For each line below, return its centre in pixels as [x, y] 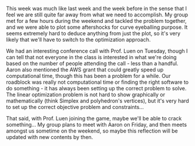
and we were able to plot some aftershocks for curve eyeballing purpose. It [97, 27]
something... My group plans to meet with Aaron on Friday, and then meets [96, 125]
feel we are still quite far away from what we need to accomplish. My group [97, 15]
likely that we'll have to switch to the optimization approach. [78, 40]
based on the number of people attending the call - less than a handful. [92, 63]
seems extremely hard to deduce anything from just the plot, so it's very [93, 33]
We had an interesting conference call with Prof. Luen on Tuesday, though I [97, 51]
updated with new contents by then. [50, 137]
